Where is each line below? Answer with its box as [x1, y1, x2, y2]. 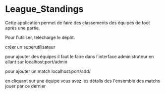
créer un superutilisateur [5, 44, 55, 50]
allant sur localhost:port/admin [5, 59, 68, 64]
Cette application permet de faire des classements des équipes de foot [5, 20, 150, 26]
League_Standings [5, 3, 84, 15]
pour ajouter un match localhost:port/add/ [5, 68, 91, 74]
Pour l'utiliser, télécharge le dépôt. [5, 34, 75, 40]
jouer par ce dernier [5, 83, 46, 89]
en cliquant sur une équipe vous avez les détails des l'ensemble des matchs [5, 78, 161, 84]
